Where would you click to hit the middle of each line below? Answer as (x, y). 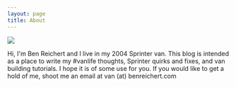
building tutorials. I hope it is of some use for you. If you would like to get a (116, 68)
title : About (26, 20)
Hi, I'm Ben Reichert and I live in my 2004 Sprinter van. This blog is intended (118, 53)
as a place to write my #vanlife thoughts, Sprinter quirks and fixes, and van (116, 61)
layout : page (26, 14)
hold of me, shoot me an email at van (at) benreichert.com (92, 76)
